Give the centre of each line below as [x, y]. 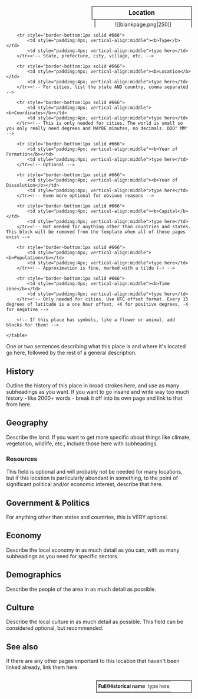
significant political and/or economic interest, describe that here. [85, 484]
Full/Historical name [122, 686]
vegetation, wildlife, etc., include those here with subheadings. [82, 444]
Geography [27, 423]
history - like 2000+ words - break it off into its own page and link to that [94, 398]
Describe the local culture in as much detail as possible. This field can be [95, 622]
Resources [22, 459]
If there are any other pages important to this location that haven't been [93, 661]
